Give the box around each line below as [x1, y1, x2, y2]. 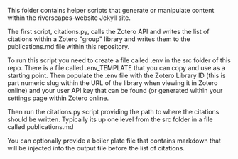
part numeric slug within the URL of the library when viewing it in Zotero [7, 79, 218, 87]
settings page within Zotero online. [7, 94, 109, 102]
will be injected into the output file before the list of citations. [7, 144, 185, 152]
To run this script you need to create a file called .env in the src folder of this [7, 56, 231, 65]
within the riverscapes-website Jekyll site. [7, 13, 131, 22]
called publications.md [7, 123, 74, 131]
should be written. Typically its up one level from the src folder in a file [7, 115, 213, 124]
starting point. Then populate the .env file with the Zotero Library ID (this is [7, 71, 226, 79]
